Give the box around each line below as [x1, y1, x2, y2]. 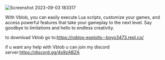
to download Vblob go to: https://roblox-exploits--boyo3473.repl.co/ [5, 35, 144, 40]
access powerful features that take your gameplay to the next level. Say [5, 20, 152, 25]
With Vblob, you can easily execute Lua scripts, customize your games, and [5, 14, 161, 20]
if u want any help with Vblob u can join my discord [5, 44, 110, 50]
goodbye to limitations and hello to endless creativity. [5, 25, 114, 31]
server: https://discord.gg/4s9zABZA [5, 50, 80, 55]
